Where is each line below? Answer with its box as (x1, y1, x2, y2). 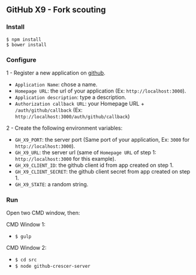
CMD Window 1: (6, 221, 46, 228)
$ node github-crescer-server (14, 264, 91, 270)
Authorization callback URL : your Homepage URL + (14, 100, 145, 107)
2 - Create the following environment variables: (6, 124, 123, 131)
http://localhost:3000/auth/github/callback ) (14, 112, 130, 119)
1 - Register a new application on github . (6, 69, 106, 76)
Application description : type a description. (14, 93, 126, 101)
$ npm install (6, 36, 42, 43)
